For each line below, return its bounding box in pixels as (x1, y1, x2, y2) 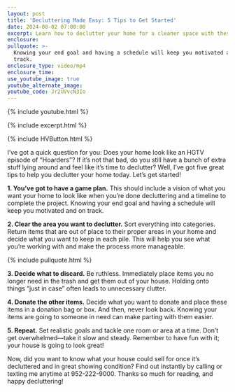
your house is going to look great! (7, 341, 104, 350)
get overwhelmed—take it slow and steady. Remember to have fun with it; (7, 334, 220, 342)
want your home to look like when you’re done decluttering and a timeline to (7, 192, 226, 200)
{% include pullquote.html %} (7, 256, 92, 265)
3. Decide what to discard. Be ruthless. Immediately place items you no (7, 269, 214, 278)
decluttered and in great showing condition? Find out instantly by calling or (7, 362, 222, 371)
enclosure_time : (7, 69, 55, 76)
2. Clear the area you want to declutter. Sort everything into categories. (7, 220, 215, 228)
